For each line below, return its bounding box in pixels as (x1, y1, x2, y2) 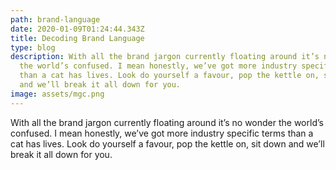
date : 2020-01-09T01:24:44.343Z (10, 24, 145, 34)
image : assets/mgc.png (10, 89, 105, 99)
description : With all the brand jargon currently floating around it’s (10, 52, 320, 62)
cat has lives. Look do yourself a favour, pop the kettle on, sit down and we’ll (10, 137, 325, 150)
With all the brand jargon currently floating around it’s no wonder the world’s (10, 116, 324, 128)
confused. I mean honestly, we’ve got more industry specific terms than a (10, 127, 314, 139)
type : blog (10, 42, 56, 53)
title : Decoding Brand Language (10, 33, 145, 43)
